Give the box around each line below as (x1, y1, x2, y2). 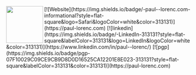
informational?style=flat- (44, 12, 104, 19)
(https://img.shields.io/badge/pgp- (6, 50, 90, 57)
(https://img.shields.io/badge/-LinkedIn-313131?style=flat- (44, 31, 186, 38)
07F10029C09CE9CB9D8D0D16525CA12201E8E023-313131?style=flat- (6, 56, 179, 63)
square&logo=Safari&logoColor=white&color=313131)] (44, 18, 175, 25)
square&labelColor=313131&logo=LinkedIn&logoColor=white (44, 37, 190, 44)
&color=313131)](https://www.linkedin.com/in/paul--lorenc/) (6, 44, 152, 50)
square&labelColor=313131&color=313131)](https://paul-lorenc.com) (6, 62, 171, 69)
